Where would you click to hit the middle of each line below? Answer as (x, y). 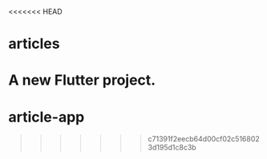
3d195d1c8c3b (172, 148)
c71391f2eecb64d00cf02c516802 (204, 139)
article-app (47, 117)
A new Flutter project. (82, 80)
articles (34, 44)
